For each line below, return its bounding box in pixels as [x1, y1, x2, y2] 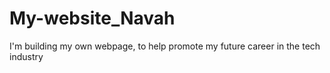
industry [9, 50, 44, 62]
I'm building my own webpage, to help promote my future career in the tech [9, 40, 321, 52]
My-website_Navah [9, 7, 176, 30]
